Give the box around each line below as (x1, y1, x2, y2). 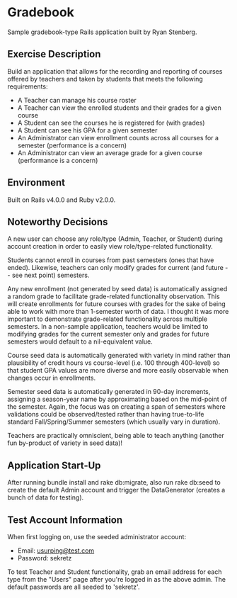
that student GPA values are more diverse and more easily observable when (7, 366, 229, 375)
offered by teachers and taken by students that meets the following (7, 74, 203, 83)
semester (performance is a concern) (17, 141, 127, 149)
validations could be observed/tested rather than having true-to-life (7, 410, 204, 419)
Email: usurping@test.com (17, 546, 95, 555)
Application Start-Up (7, 459, 101, 471)
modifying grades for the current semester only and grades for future (7, 330, 210, 339)
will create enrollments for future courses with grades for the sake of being (7, 300, 226, 308)
